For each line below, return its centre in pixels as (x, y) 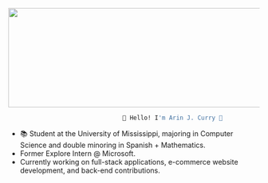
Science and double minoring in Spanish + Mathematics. (112, 145)
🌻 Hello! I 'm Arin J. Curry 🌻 (173, 118)
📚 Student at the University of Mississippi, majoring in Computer (126, 133)
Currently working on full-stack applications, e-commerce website (129, 162)
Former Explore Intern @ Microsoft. (77, 153)
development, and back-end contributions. (90, 170)
